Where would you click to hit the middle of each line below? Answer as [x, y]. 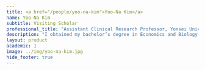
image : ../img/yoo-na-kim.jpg [45, 52]
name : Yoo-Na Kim [28, 18]
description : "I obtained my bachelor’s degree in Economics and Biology [102, 35]
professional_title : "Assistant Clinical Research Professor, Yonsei [97, 29]
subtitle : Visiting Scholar [42, 23]
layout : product [27, 40]
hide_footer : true [30, 57]
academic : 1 [21, 46]
